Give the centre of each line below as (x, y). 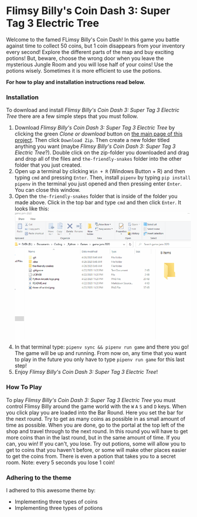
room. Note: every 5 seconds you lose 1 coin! (61, 462)
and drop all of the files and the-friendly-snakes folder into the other (98, 159)
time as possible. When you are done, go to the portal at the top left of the (95, 425)
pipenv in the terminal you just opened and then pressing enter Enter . (98, 184)
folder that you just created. (48, 165)
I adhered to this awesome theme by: (51, 490)
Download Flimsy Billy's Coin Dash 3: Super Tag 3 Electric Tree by (95, 128)
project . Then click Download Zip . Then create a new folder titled (92, 140)
